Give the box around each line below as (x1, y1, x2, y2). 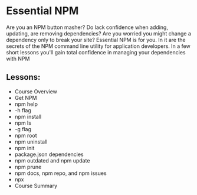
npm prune (14, 163, 42, 170)
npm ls (14, 119, 31, 126)
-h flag (14, 106, 31, 113)
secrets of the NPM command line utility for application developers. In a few (6, 43, 191, 50)
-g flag (14, 125, 31, 132)
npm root (14, 132, 37, 139)
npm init (14, 144, 35, 151)
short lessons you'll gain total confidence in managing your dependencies (6, 48, 186, 56)
